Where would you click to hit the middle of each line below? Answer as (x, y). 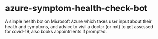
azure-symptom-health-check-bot (76, 8)
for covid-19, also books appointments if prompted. (56, 31)
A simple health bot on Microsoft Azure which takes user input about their (78, 21)
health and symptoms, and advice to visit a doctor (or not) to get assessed (79, 26)
